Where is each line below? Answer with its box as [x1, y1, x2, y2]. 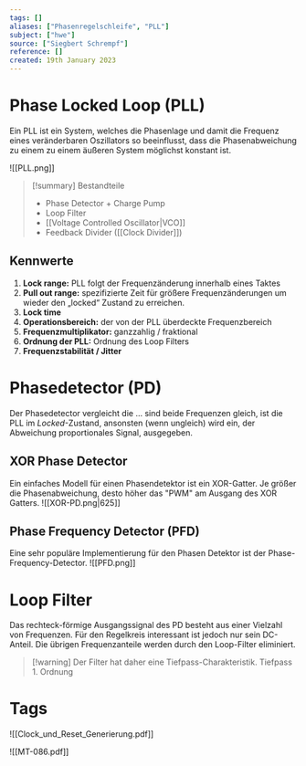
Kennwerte [9, 253, 74, 269]
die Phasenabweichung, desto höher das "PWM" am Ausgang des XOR [9, 488, 278, 498]
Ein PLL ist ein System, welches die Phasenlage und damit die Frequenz [9, 125, 280, 136]
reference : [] [9, 47, 64, 57]
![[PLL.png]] [9, 162, 55, 173]
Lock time [22, 307, 62, 318]
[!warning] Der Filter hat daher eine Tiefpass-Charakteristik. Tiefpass [31, 656, 292, 667]
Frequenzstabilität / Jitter [22, 345, 121, 356]
